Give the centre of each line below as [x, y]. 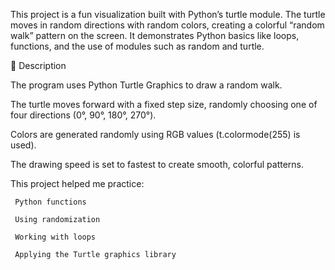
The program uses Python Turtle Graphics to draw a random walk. [146, 85]
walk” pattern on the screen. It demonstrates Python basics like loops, [155, 35]
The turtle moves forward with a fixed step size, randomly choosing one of [164, 104]
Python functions [50, 202]
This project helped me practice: [77, 183]
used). [23, 145]
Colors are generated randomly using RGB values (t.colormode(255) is [155, 134]
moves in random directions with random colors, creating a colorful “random [167, 25]
